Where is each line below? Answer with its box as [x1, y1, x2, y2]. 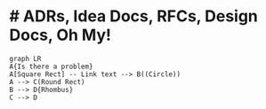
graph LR [9, 54, 42, 63]
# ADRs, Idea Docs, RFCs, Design [9, 6, 258, 27]
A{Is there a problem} [9, 62, 93, 71]
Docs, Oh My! [9, 25, 111, 45]
